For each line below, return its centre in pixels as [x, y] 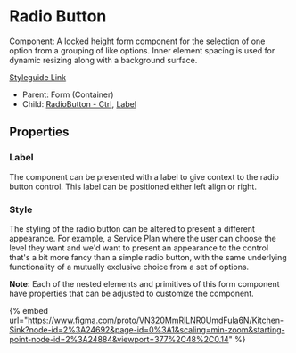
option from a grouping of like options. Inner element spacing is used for [142, 50]
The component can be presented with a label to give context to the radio [144, 176]
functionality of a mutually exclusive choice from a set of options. [129, 267]
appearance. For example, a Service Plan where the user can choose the [143, 238]
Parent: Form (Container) [68, 94]
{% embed [29, 310]
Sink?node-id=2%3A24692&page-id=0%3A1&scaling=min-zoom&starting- [147, 329]
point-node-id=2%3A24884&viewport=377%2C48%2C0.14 [119, 339]
